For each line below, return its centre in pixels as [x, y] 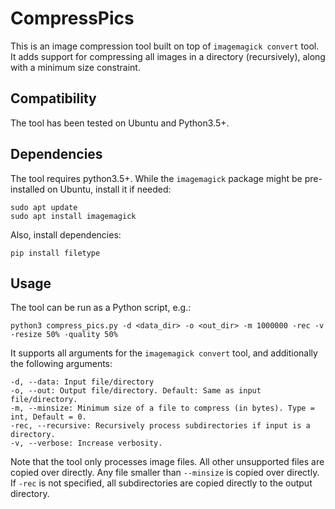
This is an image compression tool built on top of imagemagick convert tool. [165, 46]
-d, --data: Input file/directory [82, 382]
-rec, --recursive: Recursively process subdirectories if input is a [160, 426]
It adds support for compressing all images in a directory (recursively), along [168, 56]
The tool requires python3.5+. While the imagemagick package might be [156, 178]
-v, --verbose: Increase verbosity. [86, 443]
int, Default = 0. [48, 417]
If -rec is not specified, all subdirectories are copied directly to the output [161, 483]
